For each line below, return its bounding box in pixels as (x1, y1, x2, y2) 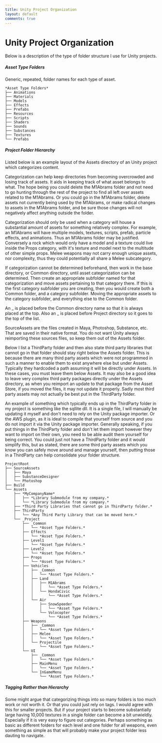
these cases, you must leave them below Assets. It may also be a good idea (5, 371, 156, 376)
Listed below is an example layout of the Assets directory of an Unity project (5, 159, 157, 165)
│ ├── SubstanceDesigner (5, 474, 59, 479)
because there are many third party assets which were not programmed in (5, 355, 153, 361)
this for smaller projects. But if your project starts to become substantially (5, 707, 151, 713)
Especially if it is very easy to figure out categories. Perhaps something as (5, 717, 153, 723)
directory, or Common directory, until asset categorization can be (5, 270, 135, 276)
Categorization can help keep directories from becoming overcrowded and (5, 174, 154, 180)
